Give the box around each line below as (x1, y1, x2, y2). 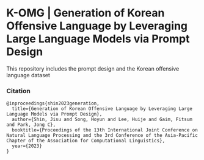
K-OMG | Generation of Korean (6, 6, 165, 20)
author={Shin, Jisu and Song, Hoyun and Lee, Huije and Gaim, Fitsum (12, 116, 192, 123)
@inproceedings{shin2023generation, (6, 100, 100, 106)
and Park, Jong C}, (6, 122, 56, 128)
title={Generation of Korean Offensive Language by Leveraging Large (12, 106, 192, 112)
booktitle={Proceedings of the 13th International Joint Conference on (12, 127, 199, 133)
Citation (6, 86, 31, 95)
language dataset (6, 71, 51, 78)
